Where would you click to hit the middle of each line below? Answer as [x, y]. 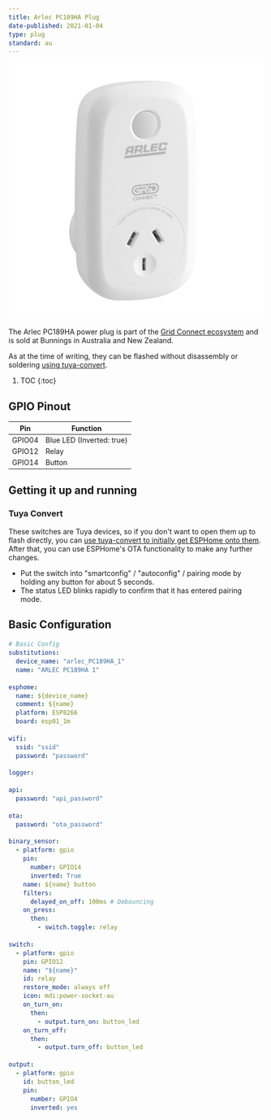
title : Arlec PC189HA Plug [54, 17]
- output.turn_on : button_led [88, 1022]
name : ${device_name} [52, 695]
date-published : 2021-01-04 [56, 26]
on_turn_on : [43, 1005]
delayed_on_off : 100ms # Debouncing [92, 902]
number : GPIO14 [56, 867]
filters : [38, 893]
